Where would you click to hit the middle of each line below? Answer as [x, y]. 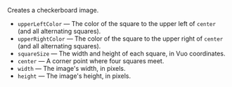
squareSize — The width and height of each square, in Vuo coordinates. [121, 53]
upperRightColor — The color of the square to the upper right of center [120, 39]
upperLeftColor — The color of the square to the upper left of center [117, 24]
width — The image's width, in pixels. [71, 68]
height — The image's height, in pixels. [74, 76]
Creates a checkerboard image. [53, 10]
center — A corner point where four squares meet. [91, 61]
